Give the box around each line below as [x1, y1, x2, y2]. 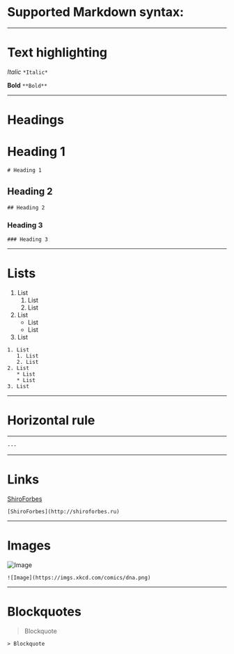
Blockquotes [7, 604, 81, 620]
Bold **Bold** [7, 81, 47, 89]
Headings [7, 112, 65, 128]
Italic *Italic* [7, 67, 49, 76]
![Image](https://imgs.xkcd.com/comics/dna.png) [7, 574, 151, 581]
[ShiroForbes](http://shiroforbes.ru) [7, 508, 120, 515]
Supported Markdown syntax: [7, 4, 185, 20]
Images [7, 538, 51, 554]
